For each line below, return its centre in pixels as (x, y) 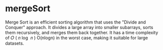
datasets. (15, 43)
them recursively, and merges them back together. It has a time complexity (82, 32)
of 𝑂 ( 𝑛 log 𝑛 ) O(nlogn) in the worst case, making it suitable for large (77, 38)
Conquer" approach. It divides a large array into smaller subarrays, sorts (79, 27)
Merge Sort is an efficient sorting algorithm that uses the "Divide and (76, 22)
